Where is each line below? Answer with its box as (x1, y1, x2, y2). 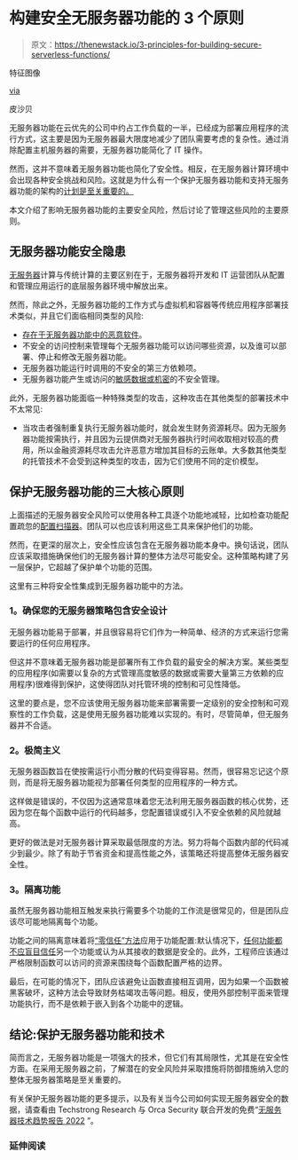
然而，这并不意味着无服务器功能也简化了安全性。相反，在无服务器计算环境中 (9, 163, 289, 174)
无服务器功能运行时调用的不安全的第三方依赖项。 (21, 362, 201, 373)
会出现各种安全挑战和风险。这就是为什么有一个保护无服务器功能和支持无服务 (9, 174, 289, 185)
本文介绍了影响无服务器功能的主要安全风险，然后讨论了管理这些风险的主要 (9, 204, 281, 215)
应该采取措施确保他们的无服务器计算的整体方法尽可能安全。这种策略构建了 (9, 550, 281, 561)
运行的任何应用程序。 (16, 637, 95, 648)
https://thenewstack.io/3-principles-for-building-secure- (54, 39, 263, 50)
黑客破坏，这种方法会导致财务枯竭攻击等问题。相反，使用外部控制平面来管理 (9, 987, 289, 998)
